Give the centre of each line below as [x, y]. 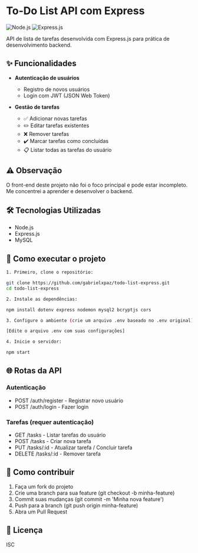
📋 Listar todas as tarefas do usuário [67, 149]
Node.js [24, 227]
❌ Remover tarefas [46, 134]
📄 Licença [24, 530]
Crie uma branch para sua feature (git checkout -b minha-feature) [95, 493]
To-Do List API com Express [75, 11]
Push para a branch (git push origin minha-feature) [76, 505]
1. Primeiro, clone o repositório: [50, 272]
